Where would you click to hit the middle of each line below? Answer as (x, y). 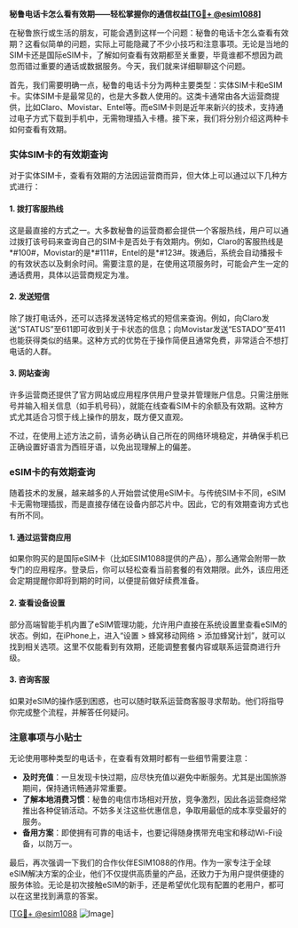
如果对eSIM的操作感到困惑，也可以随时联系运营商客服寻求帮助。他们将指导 (147, 701)
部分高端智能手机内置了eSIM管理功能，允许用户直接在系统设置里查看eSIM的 (149, 624)
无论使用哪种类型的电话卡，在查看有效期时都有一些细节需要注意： (129, 758)
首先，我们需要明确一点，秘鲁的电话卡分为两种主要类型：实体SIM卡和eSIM (146, 85)
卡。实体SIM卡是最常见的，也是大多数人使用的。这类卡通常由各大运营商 (141, 96)
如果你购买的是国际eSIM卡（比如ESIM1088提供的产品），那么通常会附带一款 (148, 559)
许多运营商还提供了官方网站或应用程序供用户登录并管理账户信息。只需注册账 (149, 394)
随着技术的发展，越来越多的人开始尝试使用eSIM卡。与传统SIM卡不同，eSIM (148, 493)
